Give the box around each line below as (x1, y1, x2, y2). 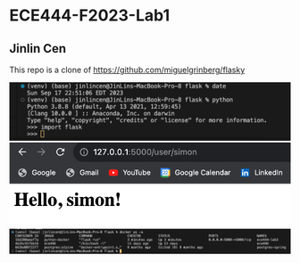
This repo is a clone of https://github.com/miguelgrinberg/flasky (9, 64, 246, 75)
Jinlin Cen (9, 41, 67, 56)
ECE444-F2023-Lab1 (9, 5, 171, 26)
